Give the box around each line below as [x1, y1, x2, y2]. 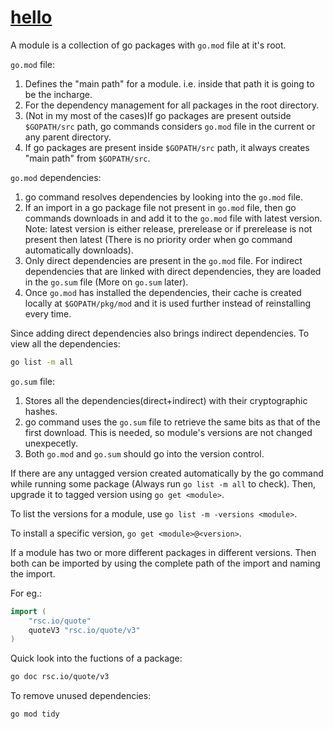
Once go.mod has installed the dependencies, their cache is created [24, 286, 302, 298]
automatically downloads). [24, 244, 134, 256]
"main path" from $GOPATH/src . [24, 152, 151, 164]
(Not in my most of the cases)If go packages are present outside [24, 109, 292, 121]
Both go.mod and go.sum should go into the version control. [24, 447, 265, 460]
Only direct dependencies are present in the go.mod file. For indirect [24, 254, 303, 266]
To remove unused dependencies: [10, 690, 152, 702]
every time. [24, 307, 72, 320]
